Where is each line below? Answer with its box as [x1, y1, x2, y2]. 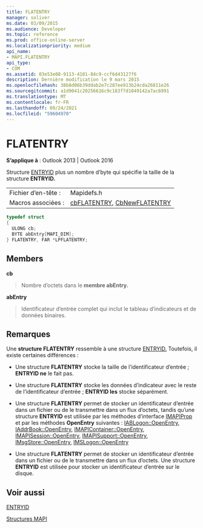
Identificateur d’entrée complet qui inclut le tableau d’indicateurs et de [21, 305, 197, 312]
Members [6, 253, 44, 264]
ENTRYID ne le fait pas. [15, 370, 74, 377]
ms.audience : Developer [6, 26, 67, 32]
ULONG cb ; [12, 225, 36, 231]
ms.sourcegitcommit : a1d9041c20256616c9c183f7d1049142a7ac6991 [6, 88, 170, 94]
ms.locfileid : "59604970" [6, 111, 72, 117]
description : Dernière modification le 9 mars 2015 [6, 77, 139, 83]
